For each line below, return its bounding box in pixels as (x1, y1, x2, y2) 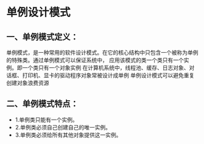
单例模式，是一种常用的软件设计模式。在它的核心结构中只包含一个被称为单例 (6, 49, 199, 56)
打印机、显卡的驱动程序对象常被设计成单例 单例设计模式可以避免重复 (22, 72, 195, 79)
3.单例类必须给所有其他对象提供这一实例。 (15, 131, 122, 139)
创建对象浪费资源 (6, 80, 49, 86)
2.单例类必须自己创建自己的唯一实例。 (15, 123, 111, 131)
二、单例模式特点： (6, 98, 79, 109)
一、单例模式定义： (6, 32, 79, 42)
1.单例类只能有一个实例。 (15, 116, 78, 123)
